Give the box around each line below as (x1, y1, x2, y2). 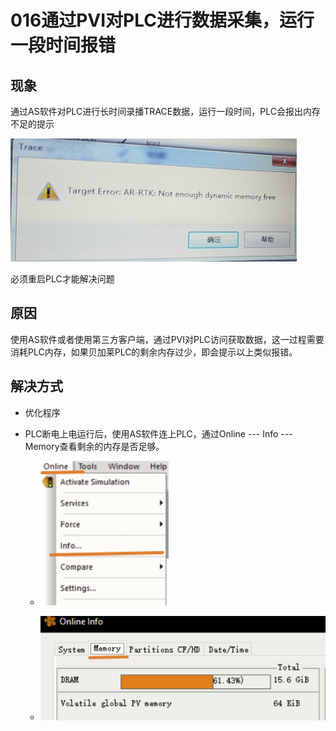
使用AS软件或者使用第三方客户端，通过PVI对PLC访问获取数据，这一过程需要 (10, 333, 325, 345)
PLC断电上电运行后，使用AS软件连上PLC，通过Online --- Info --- (24, 427, 293, 440)
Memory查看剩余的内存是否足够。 (24, 440, 165, 452)
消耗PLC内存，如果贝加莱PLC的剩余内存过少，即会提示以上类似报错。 (10, 346, 298, 358)
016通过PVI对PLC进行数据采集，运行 (10, 9, 315, 32)
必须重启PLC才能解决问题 (10, 273, 115, 285)
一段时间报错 (10, 34, 117, 57)
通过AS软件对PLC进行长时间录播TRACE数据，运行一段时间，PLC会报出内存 (10, 106, 321, 117)
